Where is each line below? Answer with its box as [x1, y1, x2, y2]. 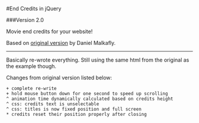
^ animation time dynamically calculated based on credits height [6, 96, 174, 102]
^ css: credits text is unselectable [6, 101, 99, 107]
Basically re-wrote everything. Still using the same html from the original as [6, 56, 190, 63]
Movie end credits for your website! [6, 28, 93, 35]
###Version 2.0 [6, 17, 44, 23]
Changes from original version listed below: [6, 74, 113, 81]
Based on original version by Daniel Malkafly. [6, 40, 116, 46]
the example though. [6, 63, 57, 70]
